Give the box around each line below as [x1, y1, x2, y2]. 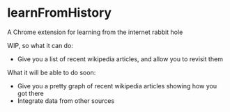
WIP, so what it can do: [7, 41, 73, 49]
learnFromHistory [7, 5, 112, 21]
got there [17, 89, 44, 97]
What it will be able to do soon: [7, 68, 96, 77]
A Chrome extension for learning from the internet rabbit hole [7, 28, 183, 36]
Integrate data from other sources [17, 96, 115, 105]
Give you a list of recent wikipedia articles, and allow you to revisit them [17, 54, 223, 63]
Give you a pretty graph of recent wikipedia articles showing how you [17, 81, 217, 90]
